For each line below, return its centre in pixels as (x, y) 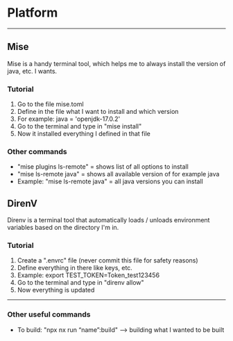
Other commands (37, 151)
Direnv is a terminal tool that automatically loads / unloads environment (109, 220)
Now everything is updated (56, 290)
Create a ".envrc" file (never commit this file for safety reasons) (108, 260)
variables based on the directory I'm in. (63, 228)
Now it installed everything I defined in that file (84, 134)
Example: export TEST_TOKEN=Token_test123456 (88, 275)
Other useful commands (49, 315)
